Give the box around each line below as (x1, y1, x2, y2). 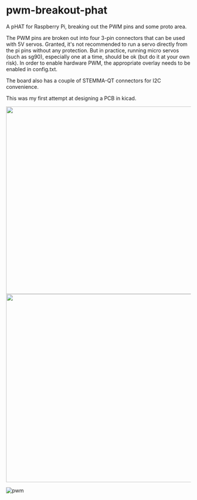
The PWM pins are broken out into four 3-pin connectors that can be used (6, 34, 185, 41)
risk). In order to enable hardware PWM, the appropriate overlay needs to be (6, 59, 191, 66)
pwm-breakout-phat (6, 4, 107, 17)
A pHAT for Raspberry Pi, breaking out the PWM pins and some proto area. (6, 23, 187, 30)
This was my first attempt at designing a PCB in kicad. (6, 95, 137, 102)
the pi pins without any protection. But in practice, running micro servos (6, 46, 179, 54)
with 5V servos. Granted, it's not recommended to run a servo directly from (6, 41, 188, 48)
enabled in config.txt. (6, 65, 57, 72)
